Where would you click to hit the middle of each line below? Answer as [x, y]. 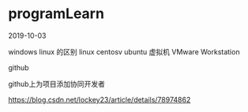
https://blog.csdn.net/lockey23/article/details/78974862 [100, 99]
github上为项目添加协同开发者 [56, 84]
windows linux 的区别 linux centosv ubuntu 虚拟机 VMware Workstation [124, 51]
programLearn [56, 14]
